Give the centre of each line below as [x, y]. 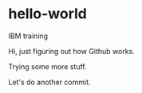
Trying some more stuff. [48, 66]
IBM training [28, 36]
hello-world [48, 14]
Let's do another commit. [49, 82]
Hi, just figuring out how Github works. [72, 51]
